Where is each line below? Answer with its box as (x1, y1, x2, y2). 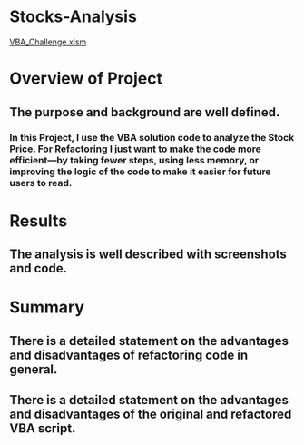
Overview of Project (9, 68, 163, 89)
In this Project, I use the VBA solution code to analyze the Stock (9, 132, 295, 144)
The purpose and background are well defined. (9, 104, 280, 120)
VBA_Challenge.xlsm (9, 36, 87, 47)
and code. (9, 261, 68, 276)
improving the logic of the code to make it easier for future (9, 165, 271, 178)
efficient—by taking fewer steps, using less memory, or (9, 154, 260, 167)
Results (9, 211, 68, 231)
